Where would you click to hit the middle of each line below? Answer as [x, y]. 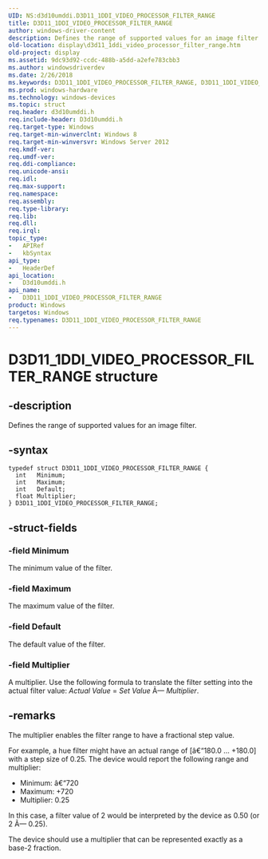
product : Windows [37, 305]
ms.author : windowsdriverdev [57, 68]
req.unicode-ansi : [39, 172]
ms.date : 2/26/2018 [41, 75]
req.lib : [23, 216]
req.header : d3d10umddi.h [51, 113]
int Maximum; [41, 483]
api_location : [32, 275]
